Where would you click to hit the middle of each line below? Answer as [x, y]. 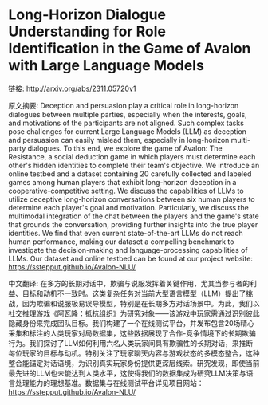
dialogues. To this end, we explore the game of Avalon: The [125, 148]
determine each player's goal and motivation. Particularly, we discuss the [128, 207]
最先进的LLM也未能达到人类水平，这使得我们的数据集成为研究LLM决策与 [127, 373]
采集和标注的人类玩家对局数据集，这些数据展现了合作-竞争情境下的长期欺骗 [132, 333]
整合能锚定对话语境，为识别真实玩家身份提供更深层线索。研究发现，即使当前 [134, 363]
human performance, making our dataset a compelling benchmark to [121, 242]
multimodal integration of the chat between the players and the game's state [134, 216]
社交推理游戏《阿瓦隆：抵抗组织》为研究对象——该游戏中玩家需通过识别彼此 [134, 313]
